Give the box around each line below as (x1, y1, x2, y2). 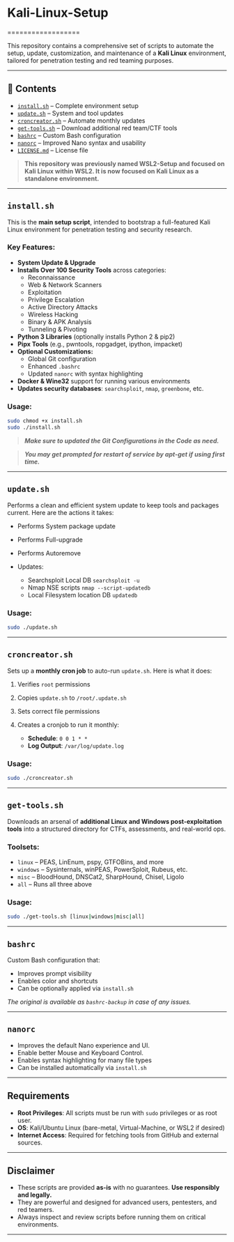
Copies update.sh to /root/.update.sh (17, 693, 127, 702)
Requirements (7, 1090, 70, 1102)
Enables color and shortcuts (17, 976, 98, 985)
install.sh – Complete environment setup (17, 101, 139, 109)
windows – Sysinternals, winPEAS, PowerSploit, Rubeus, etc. (17, 865, 188, 873)
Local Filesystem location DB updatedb (27, 590, 138, 599)
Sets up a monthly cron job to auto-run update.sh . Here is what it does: (7, 666, 212, 675)
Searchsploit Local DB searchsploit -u (27, 576, 140, 584)
